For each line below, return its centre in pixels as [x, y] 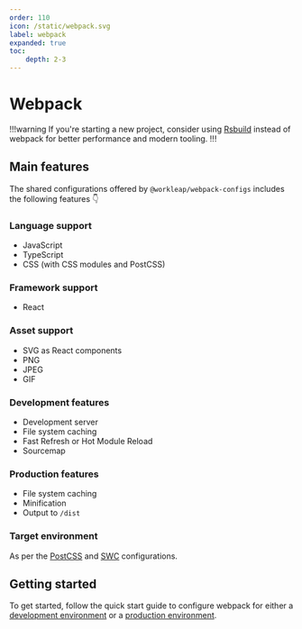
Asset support [41, 331]
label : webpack [38, 34]
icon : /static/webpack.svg [60, 26]
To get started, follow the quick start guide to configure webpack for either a [151, 606]
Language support [50, 225]
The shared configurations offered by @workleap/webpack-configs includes [147, 188]
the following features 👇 [54, 198]
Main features [50, 167]
